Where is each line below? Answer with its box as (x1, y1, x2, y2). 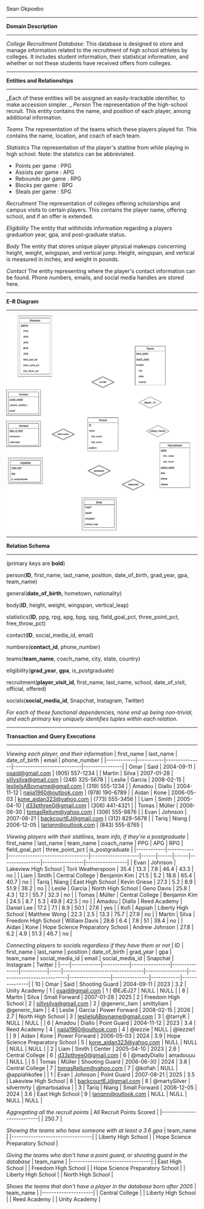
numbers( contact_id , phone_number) (6, 643, 101, 650)
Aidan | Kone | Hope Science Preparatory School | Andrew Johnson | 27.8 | (6, 923, 194, 930)
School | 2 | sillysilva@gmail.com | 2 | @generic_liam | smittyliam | (6, 1000, 172, 1007)
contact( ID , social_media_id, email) (6, 631, 94, 639)
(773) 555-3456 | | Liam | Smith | (93, 795, 176, 802)
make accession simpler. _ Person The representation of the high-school (6, 101, 188, 108)
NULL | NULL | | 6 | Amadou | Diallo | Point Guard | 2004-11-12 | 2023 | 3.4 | (6, 1019, 196, 1027)
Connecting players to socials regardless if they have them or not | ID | (6, 941, 184, 949)
